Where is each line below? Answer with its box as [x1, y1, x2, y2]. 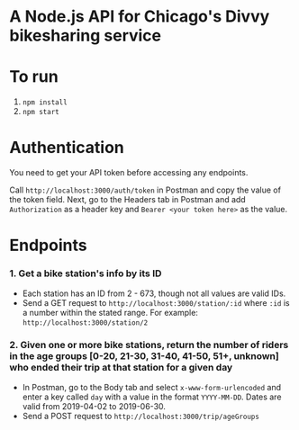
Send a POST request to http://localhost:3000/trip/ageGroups [22, 410, 259, 421]
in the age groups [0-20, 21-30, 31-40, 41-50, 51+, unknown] [9, 350, 279, 363]
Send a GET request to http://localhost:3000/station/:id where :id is [22, 297, 290, 308]
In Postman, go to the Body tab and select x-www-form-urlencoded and [22, 381, 282, 392]
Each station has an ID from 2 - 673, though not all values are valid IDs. [22, 288, 286, 299]
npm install [22, 98, 68, 107]
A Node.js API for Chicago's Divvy [9, 6, 270, 27]
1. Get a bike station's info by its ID [9, 267, 162, 280]
